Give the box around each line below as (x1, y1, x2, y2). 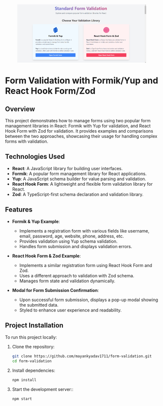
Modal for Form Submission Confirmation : (12, 287, 99, 293)
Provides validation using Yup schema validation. (19, 238, 118, 244)
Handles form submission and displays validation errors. (19, 243, 132, 249)
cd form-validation (12, 359, 52, 364)
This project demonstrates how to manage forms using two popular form (5, 118, 151, 124)
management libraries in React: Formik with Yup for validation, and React (5, 123, 151, 129)
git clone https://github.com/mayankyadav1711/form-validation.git (12, 353, 152, 359)
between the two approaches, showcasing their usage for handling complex (5, 134, 158, 139)
